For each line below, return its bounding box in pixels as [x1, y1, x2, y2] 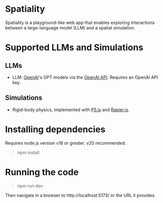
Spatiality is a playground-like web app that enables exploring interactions [5, 20, 155, 25]
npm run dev [17, 182, 43, 189]
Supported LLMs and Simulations [5, 42, 144, 53]
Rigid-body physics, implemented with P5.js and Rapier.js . [12, 107, 130, 113]
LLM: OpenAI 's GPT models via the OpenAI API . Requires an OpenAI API [12, 74, 159, 80]
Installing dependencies [5, 124, 106, 135]
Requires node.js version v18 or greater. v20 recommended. [5, 140, 126, 146]
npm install [17, 149, 40, 155]
